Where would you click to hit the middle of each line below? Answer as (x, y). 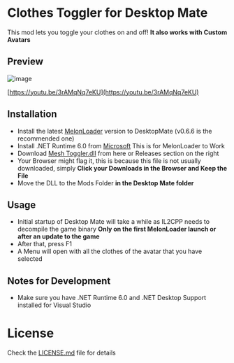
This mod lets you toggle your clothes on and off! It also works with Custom (117, 32)
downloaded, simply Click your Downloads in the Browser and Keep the (122, 168)
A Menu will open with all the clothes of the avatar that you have (110, 251)
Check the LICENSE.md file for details (62, 353)
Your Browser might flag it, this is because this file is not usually (109, 161)
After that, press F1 (44, 244)
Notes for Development (59, 281)
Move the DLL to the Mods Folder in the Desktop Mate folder (105, 183)
